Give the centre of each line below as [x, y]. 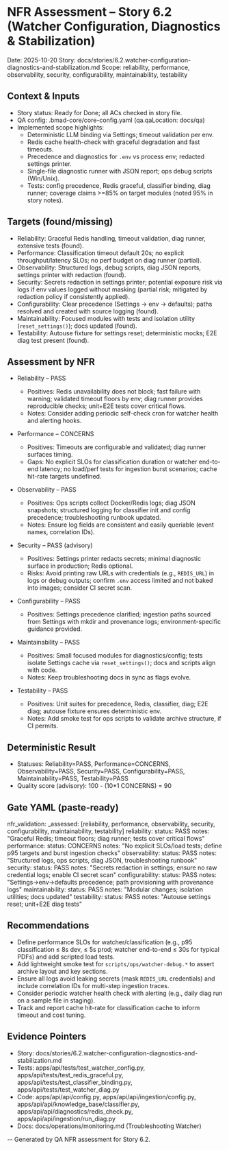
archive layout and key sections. [62, 971]
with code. [42, 670]
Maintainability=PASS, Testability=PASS [72, 778]
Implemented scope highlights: [60, 127]
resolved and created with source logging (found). [87, 311]
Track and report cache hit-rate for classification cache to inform [108, 1007]
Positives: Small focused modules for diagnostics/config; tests [115, 656]
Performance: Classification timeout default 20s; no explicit [100, 253]
